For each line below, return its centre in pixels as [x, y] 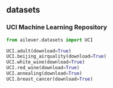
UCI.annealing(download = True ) [44, 73]
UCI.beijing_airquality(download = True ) [56, 56]
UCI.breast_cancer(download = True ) [50, 79]
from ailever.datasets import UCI [50, 40]
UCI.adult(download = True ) [39, 51]
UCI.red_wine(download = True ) [43, 68]
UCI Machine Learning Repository [57, 27]
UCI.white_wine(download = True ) [46, 62]
